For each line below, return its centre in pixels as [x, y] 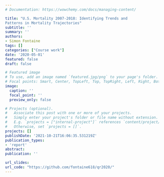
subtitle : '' [18, 27]
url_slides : [17, 163]
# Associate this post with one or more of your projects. [69, 113]
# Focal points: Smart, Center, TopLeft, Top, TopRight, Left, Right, [78, 82]
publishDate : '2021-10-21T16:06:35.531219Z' [51, 136]
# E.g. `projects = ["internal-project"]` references [63, 122]
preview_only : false [30, 100]
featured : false [21, 59]
